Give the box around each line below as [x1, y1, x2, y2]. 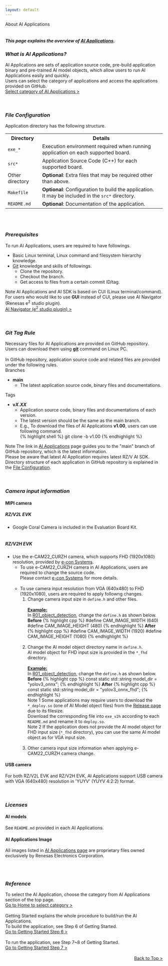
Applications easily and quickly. [5, 72, 70, 78]
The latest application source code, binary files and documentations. [19, 382, 161, 388]
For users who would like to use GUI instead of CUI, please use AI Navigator [5, 294, 161, 300]
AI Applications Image [5, 836, 52, 842]
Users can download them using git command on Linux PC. [5, 346, 128, 352]
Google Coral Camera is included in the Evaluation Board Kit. [12, 524, 137, 530]
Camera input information [5, 488, 70, 495]
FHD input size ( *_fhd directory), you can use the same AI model [27, 729, 160, 735]
